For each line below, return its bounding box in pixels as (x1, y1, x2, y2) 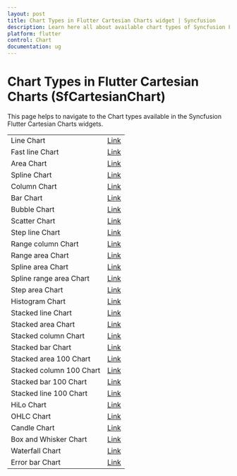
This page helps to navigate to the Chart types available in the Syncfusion (7, 112, 222, 120)
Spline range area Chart (11, 273, 90, 283)
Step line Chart (11, 227, 61, 237)
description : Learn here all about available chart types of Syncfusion (7, 23, 226, 30)
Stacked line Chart (11, 308, 73, 318)
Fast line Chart (11, 146, 59, 156)
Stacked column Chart (11, 330, 85, 340)
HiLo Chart (11, 400, 47, 410)
